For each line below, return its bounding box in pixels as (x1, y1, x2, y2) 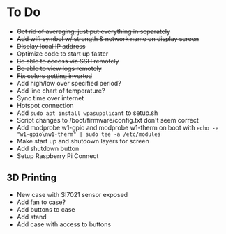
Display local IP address (16, 42, 86, 50)
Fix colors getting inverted (16, 71, 92, 80)
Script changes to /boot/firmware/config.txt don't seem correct (16, 116, 199, 124)
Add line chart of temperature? (16, 86, 105, 95)
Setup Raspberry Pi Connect (16, 151, 99, 160)
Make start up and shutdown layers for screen (16, 136, 149, 145)
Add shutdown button (16, 144, 80, 153)
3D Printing (6, 172, 57, 184)
